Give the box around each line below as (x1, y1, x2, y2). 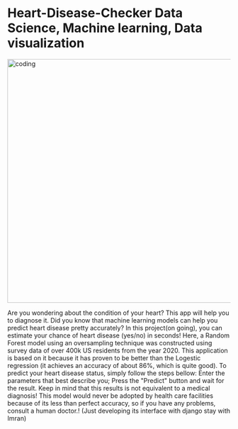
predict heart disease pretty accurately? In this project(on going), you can (7, 323, 223, 332)
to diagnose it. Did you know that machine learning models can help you (7, 316, 218, 324)
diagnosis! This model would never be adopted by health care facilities (7, 391, 214, 400)
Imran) (7, 413, 27, 423)
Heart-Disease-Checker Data (7, 5, 183, 21)
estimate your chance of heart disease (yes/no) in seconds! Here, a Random (7, 331, 230, 340)
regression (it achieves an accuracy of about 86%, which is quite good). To (7, 361, 227, 369)
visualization (7, 35, 85, 51)
